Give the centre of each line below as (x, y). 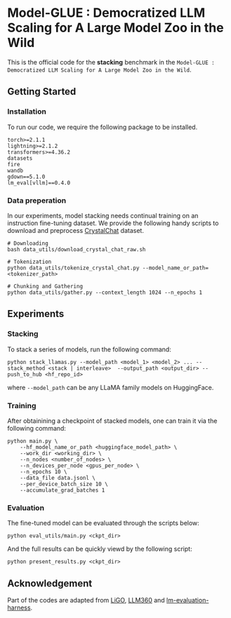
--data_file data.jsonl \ (58, 478)
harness (19, 607)
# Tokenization (29, 262)
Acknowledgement (50, 583)
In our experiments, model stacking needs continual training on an (103, 215)
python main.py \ (33, 441)
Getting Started (42, 92)
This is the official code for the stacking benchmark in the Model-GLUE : (111, 62)
